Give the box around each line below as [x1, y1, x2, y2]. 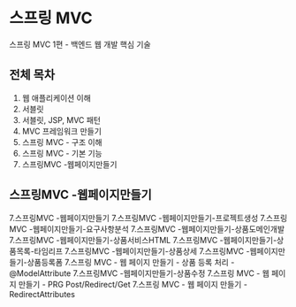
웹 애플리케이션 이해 [21, 92, 91, 103]
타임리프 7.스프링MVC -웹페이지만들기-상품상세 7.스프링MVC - [34, 245, 250, 257]
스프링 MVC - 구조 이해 [21, 136, 103, 147]
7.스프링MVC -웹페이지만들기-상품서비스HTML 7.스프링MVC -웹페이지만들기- [9, 234, 277, 245]
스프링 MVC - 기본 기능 [21, 148, 103, 158]
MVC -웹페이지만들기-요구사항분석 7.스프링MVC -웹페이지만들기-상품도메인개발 [9, 223, 285, 234]
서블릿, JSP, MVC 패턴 [21, 114, 102, 125]
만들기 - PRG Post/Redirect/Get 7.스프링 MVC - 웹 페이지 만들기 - [18, 279, 247, 289]
